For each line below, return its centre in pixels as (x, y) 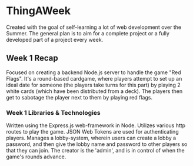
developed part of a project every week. (55, 39)
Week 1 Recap (32, 58)
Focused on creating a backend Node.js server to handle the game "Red (94, 72)
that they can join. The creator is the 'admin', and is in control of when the (95, 151)
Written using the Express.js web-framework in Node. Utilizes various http (96, 125)
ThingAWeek (38, 11)
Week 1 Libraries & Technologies (54, 112)
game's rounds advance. (36, 157)
